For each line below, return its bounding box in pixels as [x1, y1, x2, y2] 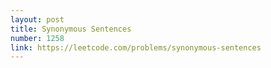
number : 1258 [10, 33, 65, 43]
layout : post [10, 14, 65, 25]
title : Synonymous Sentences [10, 24, 132, 34]
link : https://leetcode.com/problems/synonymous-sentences [10, 42, 262, 53]
